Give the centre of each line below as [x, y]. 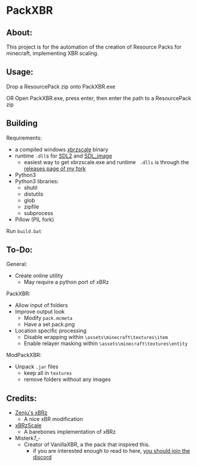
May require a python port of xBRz [66, 282]
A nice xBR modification [53, 419]
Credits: [22, 398]
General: [17, 264]
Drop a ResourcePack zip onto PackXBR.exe [61, 86]
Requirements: [24, 138]
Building [22, 123]
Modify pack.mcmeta [48, 318]
